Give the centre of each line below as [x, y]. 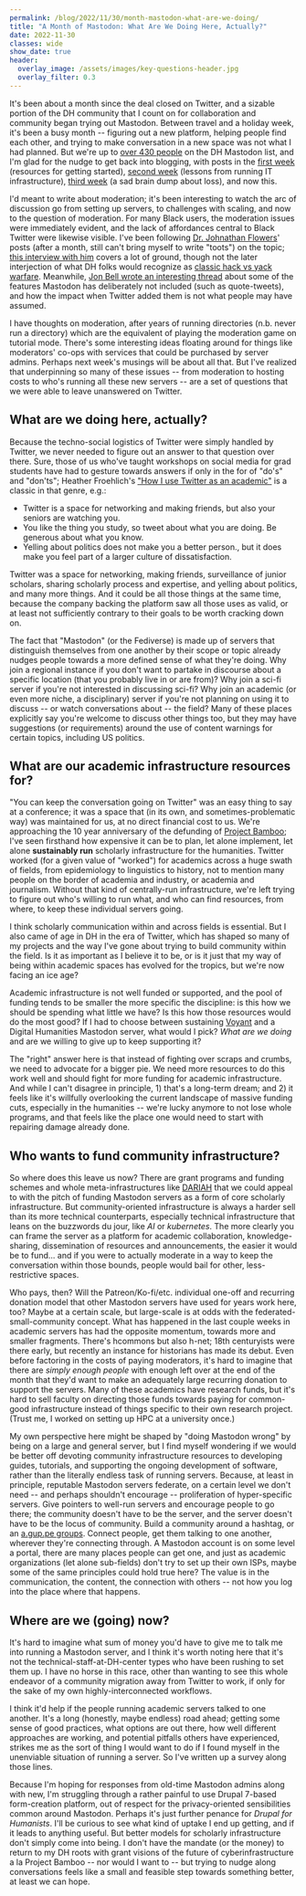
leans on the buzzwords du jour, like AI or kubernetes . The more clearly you [152, 1227]
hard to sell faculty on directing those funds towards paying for [128, 1399]
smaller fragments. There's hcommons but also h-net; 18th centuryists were [152, 1341]
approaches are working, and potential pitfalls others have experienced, [145, 1738]
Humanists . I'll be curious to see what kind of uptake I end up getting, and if [152, 1823]
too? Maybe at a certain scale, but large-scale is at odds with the [132, 1312]
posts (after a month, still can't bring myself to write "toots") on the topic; [147, 247]
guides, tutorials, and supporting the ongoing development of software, [144, 1466]
